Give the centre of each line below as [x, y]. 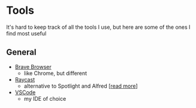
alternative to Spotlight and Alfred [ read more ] [81, 86]
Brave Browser [33, 67]
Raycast [25, 79]
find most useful [26, 33]
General [22, 52]
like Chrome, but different [55, 73]
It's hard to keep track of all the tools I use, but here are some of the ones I [98, 27]
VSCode [25, 92]
